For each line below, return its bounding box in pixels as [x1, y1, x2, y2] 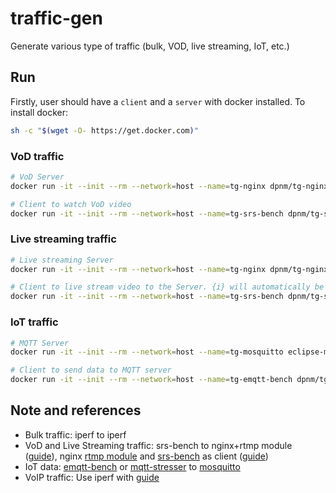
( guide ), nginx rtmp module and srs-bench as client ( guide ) [24, 450, 269, 462]
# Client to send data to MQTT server [10, 365, 172, 376]
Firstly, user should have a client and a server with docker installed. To [10, 95, 306, 107]
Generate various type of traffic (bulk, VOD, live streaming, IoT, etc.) [10, 40, 290, 52]
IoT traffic [10, 315, 59, 329]
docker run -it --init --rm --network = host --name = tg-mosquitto [10, 347, 284, 357]
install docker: [10, 106, 69, 118]
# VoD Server [10, 172, 65, 182]
